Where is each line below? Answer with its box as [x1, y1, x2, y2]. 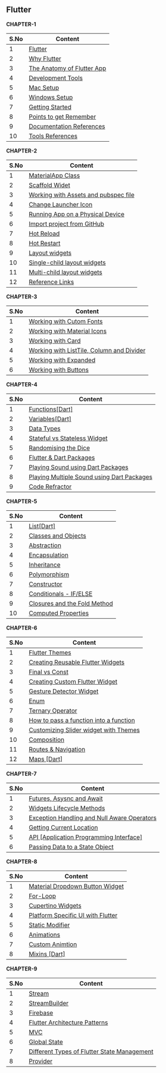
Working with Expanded [29, 355, 96, 364]
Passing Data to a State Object [29, 843, 114, 851]
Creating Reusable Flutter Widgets [29, 658, 125, 666]
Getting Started [29, 102, 71, 111]
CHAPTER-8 [6, 857, 37, 865]
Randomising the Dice [29, 444, 90, 452]
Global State [29, 1037, 64, 1046]
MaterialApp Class [29, 171, 80, 179]
